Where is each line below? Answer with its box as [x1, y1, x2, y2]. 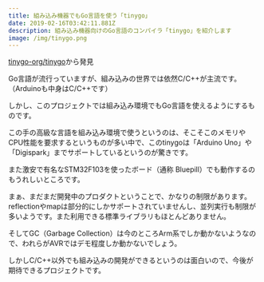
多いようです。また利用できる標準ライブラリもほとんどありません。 [8, 212, 231, 221]
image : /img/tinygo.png [8, 34, 88, 42]
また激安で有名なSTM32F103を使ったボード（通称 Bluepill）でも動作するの [8, 165, 255, 174]
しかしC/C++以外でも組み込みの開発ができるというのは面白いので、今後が [8, 256, 254, 265]
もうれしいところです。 [8, 175, 85, 185]
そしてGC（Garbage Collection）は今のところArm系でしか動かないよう [8, 228, 242, 238]
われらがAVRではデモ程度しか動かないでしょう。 [22, 239, 182, 248]
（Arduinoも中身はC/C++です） [8, 84, 112, 93]
